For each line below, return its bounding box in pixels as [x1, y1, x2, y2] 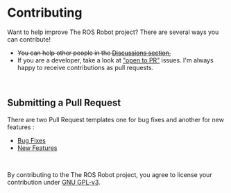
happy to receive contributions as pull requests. [17, 63, 154, 72]
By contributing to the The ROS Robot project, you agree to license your [7, 170, 213, 178]
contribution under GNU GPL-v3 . [7, 178, 101, 186]
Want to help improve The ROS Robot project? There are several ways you [7, 28, 219, 36]
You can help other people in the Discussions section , [17, 49, 171, 57]
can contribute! [7, 35, 51, 43]
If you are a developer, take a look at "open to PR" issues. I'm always [17, 56, 214, 64]
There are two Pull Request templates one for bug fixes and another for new [7, 115, 224, 124]
